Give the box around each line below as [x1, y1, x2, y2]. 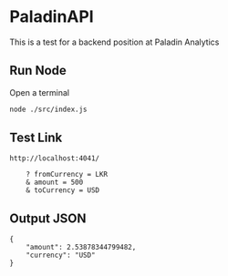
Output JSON [9, 210, 87, 226]
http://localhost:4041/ [9, 154, 100, 163]
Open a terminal [9, 87, 70, 97]
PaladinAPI [9, 6, 94, 27]
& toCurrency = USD [26, 186, 100, 195]
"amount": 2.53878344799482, [26, 243, 137, 252]
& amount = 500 [26, 178, 84, 188]
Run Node [9, 63, 67, 78]
